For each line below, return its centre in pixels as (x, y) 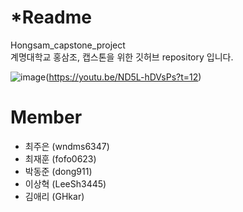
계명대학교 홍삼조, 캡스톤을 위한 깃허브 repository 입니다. (122, 57)
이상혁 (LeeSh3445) (65, 183)
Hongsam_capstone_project (68, 45)
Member (46, 117)
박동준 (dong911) (58, 171)
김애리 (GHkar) (54, 196)
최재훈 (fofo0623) (60, 158)
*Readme (51, 17)
